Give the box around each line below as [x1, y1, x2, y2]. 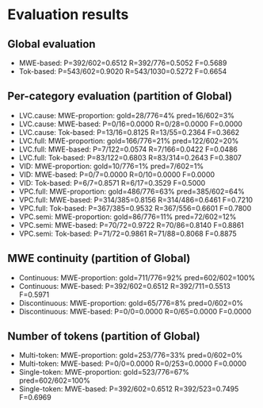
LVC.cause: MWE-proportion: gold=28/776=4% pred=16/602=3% [18, 110, 235, 120]
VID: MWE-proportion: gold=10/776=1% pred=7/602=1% [18, 161, 204, 171]
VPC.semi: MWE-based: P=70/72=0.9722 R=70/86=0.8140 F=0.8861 [18, 220, 245, 229]
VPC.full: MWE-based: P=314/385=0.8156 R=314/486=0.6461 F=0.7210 [18, 194, 253, 204]
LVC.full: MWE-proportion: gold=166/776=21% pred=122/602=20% [18, 136, 239, 145]
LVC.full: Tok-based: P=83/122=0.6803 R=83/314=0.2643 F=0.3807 [18, 152, 242, 162]
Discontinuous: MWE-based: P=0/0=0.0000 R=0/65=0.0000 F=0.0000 [18, 306, 252, 316]
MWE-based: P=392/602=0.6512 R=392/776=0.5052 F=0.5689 [18, 58, 227, 67]
